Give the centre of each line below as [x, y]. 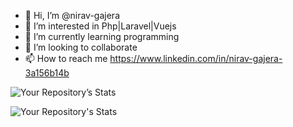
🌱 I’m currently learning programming [102, 36]
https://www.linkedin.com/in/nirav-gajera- [196, 58]
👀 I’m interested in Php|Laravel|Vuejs [100, 26]
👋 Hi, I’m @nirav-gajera [72, 15]
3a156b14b [47, 73]
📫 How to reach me [66, 58]
